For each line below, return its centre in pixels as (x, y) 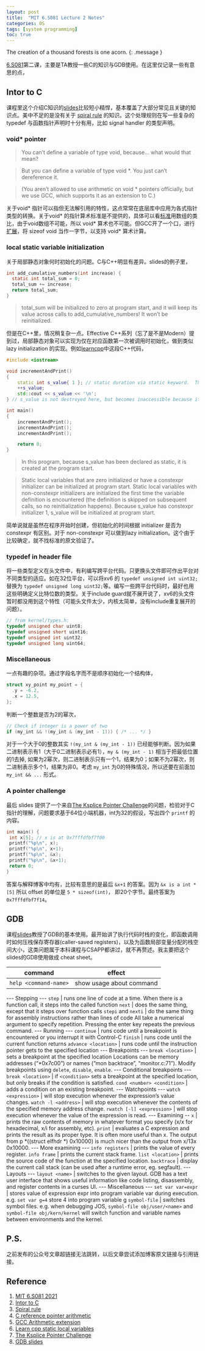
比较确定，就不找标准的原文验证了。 (52, 541)
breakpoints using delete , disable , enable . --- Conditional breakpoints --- (99, 1070)
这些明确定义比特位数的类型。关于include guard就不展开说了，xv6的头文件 (100, 594)
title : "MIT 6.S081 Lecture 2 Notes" (56, 18)
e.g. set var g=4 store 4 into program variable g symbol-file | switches (96, 1200)
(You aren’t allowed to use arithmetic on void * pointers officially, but (107, 189)
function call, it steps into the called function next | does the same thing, (97, 1005)
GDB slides (29, 1342)
